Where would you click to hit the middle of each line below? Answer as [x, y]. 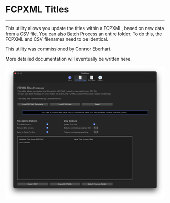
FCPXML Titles [37, 9]
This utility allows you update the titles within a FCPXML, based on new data [85, 28]
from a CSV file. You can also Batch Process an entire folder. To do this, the [84, 34]
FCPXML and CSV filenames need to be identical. [57, 39]
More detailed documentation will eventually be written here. [68, 59]
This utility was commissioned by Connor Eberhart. [58, 49]
